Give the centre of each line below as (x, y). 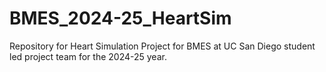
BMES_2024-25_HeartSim (120, 18)
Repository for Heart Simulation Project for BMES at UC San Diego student (162, 46)
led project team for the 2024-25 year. (88, 56)
